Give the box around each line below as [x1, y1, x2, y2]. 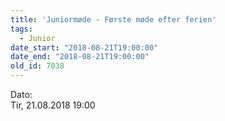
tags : [10, 24, 33, 34]
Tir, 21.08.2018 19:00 [10, 99, 96, 111]
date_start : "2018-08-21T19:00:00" [10, 42, 159, 53]
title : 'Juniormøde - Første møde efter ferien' [10, 14, 217, 25]
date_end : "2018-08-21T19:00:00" [10, 52, 150, 62]
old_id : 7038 [10, 61, 65, 71]
